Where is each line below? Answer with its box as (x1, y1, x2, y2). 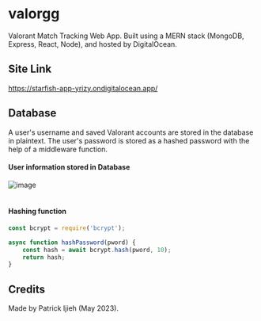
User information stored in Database (8, 162, 130, 172)
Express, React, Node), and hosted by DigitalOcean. (8, 39, 178, 48)
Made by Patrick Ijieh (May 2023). (8, 304, 119, 313)
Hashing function (8, 207, 67, 216)
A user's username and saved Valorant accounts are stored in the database (8, 128, 254, 137)
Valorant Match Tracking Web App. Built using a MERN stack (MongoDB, (8, 31, 244, 40)
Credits (8, 282, 46, 296)
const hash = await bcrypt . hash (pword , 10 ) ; (22, 246, 172, 254)
